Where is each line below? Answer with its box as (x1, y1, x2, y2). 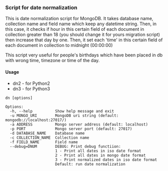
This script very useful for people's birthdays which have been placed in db (5, 52, 163, 58)
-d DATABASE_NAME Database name (10, 131, 85, 136)
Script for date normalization (5, 4, 77, 11)
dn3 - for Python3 (12, 85, 51, 92)
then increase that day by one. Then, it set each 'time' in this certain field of (5, 37, 163, 43)
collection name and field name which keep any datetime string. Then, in (5, 21, 157, 27)
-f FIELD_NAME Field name (10, 139, 78, 145)
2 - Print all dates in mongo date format (55, 153, 146, 158)
